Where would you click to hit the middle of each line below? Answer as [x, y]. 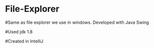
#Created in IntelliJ [24, 41]
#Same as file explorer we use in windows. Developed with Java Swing [77, 22]
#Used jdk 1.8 [19, 32]
